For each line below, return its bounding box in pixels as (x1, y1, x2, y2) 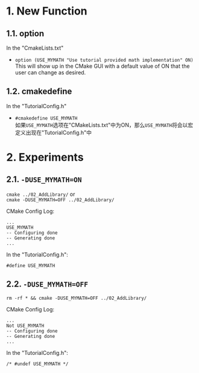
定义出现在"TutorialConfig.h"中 (14, 129, 92, 136)
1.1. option (6, 28, 45, 39)
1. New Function (6, 4, 87, 18)
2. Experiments (6, 151, 84, 164)
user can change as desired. (14, 69, 86, 76)
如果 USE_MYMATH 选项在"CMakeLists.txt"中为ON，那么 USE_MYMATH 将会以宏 (14, 121, 194, 128)
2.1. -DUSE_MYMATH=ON (6, 174, 82, 185)
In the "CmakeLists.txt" (6, 44, 64, 51)
